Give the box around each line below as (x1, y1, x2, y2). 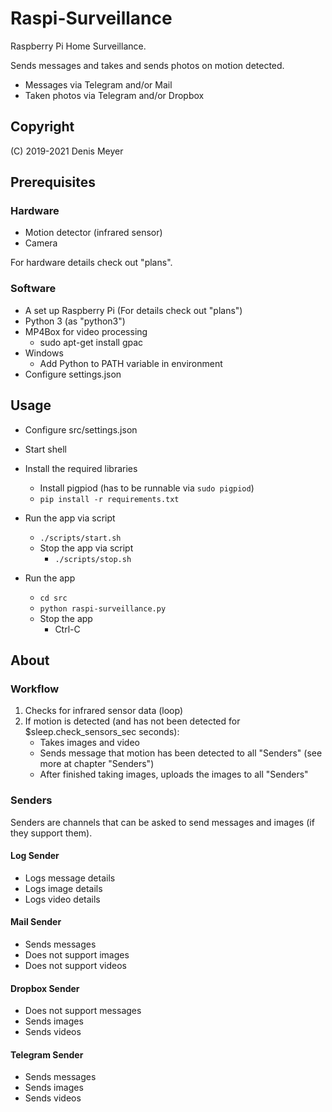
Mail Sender (10, 916, 62, 928)
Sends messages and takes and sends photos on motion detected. (10, 59, 285, 71)
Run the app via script (24, 512, 116, 524)
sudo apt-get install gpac (39, 336, 144, 348)
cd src (39, 593, 68, 603)
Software (10, 282, 57, 296)
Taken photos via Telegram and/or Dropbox (24, 89, 205, 101)
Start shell (24, 443, 67, 455)
